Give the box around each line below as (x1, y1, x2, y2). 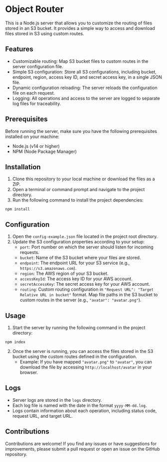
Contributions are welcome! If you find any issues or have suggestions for (5, 441, 157, 447)
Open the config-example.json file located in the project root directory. (12, 233, 158, 239)
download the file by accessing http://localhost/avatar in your (19, 364, 152, 370)
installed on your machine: (5, 133, 60, 139)
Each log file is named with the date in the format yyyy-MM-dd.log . (12, 402, 147, 408)
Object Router (5, 3, 64, 15)
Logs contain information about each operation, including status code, (12, 407, 157, 414)
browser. (19, 369, 38, 375)
